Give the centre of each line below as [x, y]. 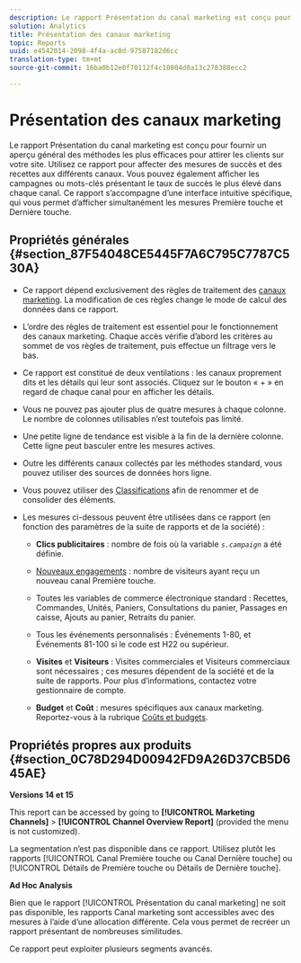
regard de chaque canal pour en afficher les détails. [118, 391]
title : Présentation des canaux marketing [90, 34]
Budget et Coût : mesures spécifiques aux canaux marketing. [150, 708]
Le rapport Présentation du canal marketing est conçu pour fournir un [138, 145]
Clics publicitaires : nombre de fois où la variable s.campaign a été [159, 544]
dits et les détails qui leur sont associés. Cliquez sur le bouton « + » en [153, 382]
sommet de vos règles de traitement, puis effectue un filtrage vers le [149, 345]
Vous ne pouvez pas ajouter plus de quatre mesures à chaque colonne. [154, 409]
